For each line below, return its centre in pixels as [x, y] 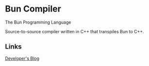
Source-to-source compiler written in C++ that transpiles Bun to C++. [74, 31]
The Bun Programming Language [38, 22]
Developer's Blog [22, 58]
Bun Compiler [33, 9]
